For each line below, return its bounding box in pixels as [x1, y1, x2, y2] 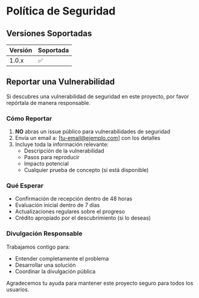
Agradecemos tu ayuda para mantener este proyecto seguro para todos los [6, 279, 194, 287]
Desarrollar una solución [14, 261, 76, 268]
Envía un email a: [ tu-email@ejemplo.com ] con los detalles [14, 135, 161, 142]
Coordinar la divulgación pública [14, 267, 96, 275]
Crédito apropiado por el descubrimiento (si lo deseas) [14, 214, 151, 221]
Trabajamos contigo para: [6, 243, 71, 250]
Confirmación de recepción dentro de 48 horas [14, 195, 133, 203]
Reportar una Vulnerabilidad [6, 77, 115, 87]
